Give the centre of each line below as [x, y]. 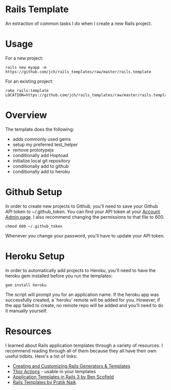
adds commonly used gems [42, 139]
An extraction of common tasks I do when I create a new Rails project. [79, 23]
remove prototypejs [33, 150]
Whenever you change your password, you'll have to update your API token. [85, 235]
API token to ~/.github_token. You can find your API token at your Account [83, 212]
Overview [26, 115]
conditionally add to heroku [41, 171]
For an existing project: [29, 81]
